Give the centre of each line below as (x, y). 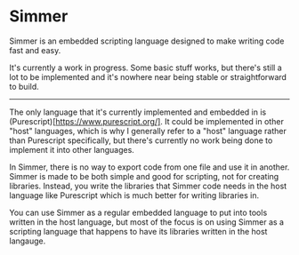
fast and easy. (35, 50)
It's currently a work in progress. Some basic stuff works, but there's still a (145, 68)
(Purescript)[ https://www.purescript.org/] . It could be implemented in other (147, 121)
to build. (24, 86)
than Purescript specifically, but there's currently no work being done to (141, 140)
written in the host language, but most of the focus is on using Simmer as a (147, 222)
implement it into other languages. (72, 149)
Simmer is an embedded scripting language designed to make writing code (147, 41)
